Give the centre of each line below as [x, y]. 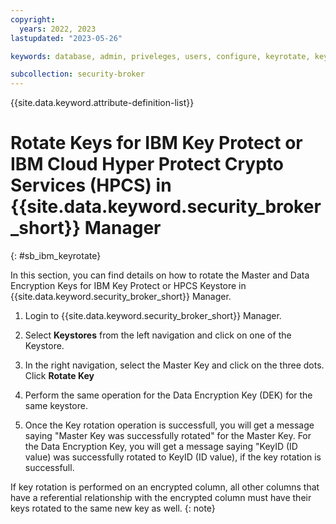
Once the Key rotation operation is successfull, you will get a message [169, 425]
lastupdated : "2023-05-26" [66, 38]
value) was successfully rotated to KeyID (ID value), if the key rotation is [173, 457]
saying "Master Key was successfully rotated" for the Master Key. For [168, 436]
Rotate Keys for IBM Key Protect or [156, 143]
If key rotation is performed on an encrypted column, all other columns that [165, 487]
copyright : [33, 19]
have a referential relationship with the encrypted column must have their [161, 498]
